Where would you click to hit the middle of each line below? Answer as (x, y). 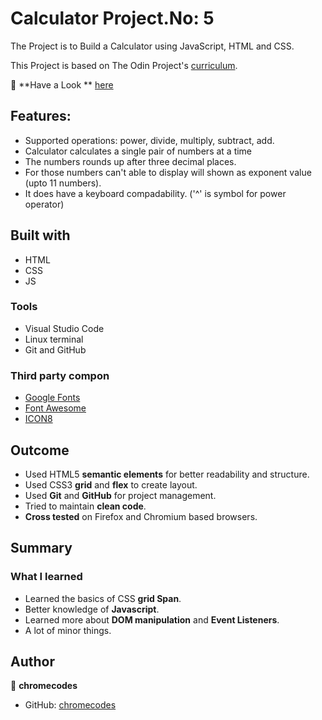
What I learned (46, 577)
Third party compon (60, 375)
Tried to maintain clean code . (85, 506)
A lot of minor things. (68, 630)
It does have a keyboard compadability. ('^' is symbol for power (155, 193)
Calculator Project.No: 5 (112, 18)
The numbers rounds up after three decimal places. (130, 161)
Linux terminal (54, 339)
